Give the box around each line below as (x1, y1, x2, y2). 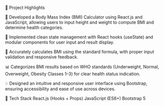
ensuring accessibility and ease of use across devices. (5, 86, 116, 92)
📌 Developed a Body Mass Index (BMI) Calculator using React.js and (5, 14, 143, 20)
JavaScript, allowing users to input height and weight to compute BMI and (5, 20, 154, 25)
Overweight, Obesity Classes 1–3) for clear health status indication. (5, 71, 141, 77)
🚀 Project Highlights (5, 5, 45, 10)
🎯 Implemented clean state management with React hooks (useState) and (5, 34, 153, 40)
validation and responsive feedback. (5, 54, 78, 60)
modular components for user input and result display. (5, 39, 115, 45)
